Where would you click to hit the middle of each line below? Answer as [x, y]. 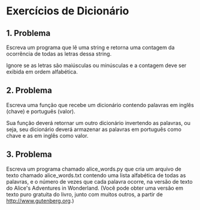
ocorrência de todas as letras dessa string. [59, 54]
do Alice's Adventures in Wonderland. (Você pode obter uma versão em [95, 188]
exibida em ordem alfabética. [42, 72]
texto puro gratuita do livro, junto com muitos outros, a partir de [84, 194]
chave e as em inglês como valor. [47, 135]
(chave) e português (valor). [41, 111]
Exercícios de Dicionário [68, 11]
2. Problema [29, 91]
